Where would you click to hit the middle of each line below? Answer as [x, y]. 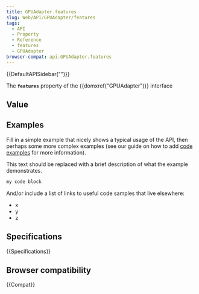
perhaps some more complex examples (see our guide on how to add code [99, 146]
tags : [13, 23]
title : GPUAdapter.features [42, 12]
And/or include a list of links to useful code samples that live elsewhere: [96, 193]
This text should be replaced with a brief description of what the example [97, 164]
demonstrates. [24, 170]
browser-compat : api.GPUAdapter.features [59, 57]
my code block [24, 182]
